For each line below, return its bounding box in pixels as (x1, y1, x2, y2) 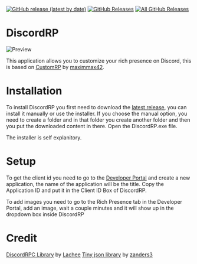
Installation (6, 84, 63, 97)
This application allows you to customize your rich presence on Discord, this (6, 57, 192, 64)
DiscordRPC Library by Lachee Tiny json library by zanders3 (6, 251, 153, 258)
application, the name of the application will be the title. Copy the (6, 180, 164, 187)
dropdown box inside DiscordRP (6, 210, 84, 218)
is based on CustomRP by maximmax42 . (6, 63, 104, 70)
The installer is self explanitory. (6, 133, 82, 141)
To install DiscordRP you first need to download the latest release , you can (6, 103, 187, 110)
